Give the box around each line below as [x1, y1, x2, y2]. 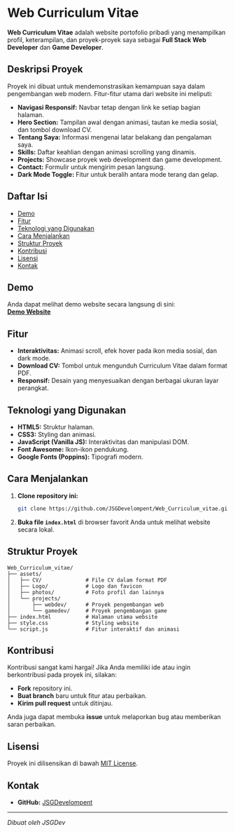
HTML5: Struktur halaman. [17, 423, 94, 431]
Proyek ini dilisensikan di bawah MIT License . [7, 759, 138, 767]
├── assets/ [7, 570, 42, 577]
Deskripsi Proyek [7, 63, 83, 75]
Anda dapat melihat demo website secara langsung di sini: [7, 300, 176, 309]
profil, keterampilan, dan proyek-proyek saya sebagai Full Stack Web [7, 35, 206, 43]
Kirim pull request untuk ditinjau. [17, 699, 113, 708]
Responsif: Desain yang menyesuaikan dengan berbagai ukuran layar [17, 377, 219, 385]
